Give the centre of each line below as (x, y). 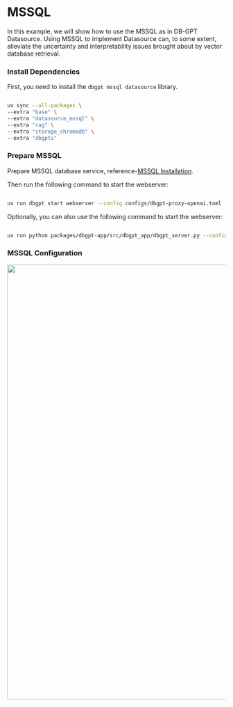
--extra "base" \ (32, 112)
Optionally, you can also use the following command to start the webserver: (115, 216)
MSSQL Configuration (45, 253)
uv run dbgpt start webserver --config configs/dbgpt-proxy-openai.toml (114, 203)
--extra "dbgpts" (32, 138)
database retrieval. (34, 54)
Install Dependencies (44, 72)
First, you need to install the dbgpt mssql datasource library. (93, 87)
